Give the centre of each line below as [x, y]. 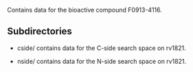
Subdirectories [39, 31]
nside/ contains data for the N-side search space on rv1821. [102, 61]
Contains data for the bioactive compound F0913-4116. [85, 10]
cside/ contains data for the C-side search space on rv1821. [102, 48]
